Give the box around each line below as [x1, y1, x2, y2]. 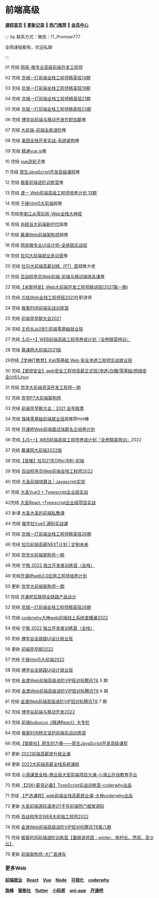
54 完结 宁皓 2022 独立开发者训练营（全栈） [5, 625, 95, 631]
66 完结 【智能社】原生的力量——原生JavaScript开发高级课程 [5, 740, 128, 746]
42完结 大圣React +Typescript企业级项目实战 [5, 499, 96, 505]
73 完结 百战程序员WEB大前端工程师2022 [5, 814, 89, 820]
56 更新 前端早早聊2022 [5, 646, 54, 652]
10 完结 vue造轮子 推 [5, 159, 46, 165]
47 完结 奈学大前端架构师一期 [5, 552, 65, 558]
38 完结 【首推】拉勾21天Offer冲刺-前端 [5, 458, 84, 464]
